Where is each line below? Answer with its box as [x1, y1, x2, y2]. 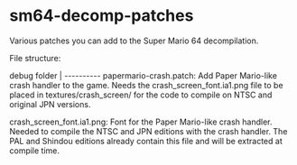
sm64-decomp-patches [9, 5, 194, 26]
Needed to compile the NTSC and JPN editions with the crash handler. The [9, 125, 288, 136]
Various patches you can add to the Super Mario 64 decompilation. [9, 35, 259, 46]
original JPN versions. [9, 98, 91, 109]
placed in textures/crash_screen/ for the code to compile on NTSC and [9, 89, 273, 100]
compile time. [9, 145, 60, 156]
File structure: [9, 52, 61, 63]
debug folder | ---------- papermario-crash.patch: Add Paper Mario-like [9, 69, 278, 81]
